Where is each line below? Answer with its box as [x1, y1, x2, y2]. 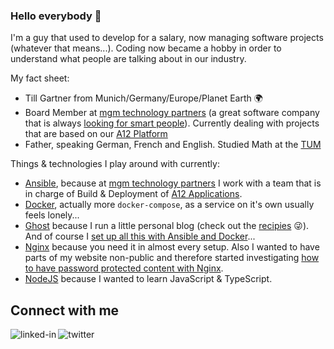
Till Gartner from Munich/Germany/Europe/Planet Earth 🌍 [24, 92, 263, 104]
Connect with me [10, 302, 120, 319]
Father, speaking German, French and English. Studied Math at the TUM [24, 139, 322, 151]
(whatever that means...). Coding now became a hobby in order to [10, 42, 282, 54]
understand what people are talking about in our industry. [10, 53, 247, 65]
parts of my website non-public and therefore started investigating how [24, 252, 320, 264]
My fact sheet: [10, 72, 70, 84]
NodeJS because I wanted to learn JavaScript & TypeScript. [24, 273, 273, 285]
